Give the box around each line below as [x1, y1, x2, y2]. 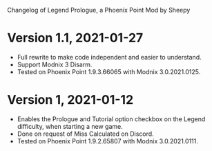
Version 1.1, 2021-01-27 [7, 30, 144, 46]
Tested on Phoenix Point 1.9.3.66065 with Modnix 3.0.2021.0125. [17, 67, 201, 75]
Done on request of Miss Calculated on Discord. [17, 130, 154, 138]
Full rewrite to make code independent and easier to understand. [17, 53, 202, 61]
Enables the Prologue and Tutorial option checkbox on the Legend [17, 114, 206, 123]
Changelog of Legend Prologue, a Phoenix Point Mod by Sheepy [7, 6, 191, 14]
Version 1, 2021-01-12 [7, 92, 134, 108]
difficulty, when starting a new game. [17, 122, 123, 130]
